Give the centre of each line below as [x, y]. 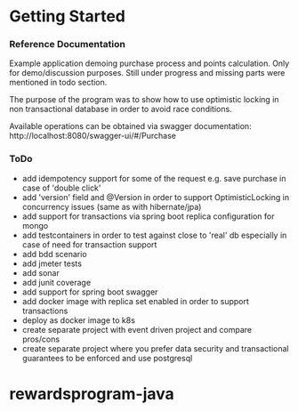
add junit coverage [56, 282]
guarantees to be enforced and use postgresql [107, 358]
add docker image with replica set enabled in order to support [135, 301]
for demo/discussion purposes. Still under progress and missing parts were [147, 73]
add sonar [40, 272]
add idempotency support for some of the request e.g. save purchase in [154, 178]
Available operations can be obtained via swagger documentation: [130, 126]
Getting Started [68, 16]
